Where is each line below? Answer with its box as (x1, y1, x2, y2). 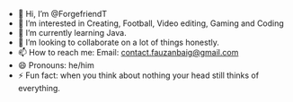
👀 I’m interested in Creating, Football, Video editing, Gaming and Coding (17, 18, 285, 29)
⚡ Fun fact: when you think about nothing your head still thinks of (17, 70, 259, 81)
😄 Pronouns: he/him (17, 60, 94, 71)
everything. (17, 83, 61, 93)
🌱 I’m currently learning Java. (17, 28, 128, 38)
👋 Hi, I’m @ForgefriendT (17, 9, 108, 19)
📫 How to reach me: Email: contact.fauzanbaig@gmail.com (17, 47, 239, 57)
